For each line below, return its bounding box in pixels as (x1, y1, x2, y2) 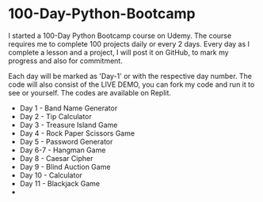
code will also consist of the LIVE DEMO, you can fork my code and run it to (8, 80, 255, 89)
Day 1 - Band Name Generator (19, 103, 118, 113)
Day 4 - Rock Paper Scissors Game (19, 128, 135, 138)
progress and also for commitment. (8, 56, 123, 65)
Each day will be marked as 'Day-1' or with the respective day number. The (8, 71, 252, 80)
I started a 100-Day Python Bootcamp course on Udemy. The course (8, 31, 232, 40)
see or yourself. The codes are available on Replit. (8, 88, 172, 97)
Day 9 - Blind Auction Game (19, 162, 111, 171)
